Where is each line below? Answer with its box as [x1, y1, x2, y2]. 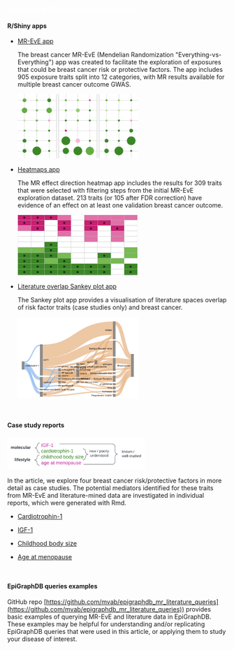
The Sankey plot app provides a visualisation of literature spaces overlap [17, 296, 227, 304]
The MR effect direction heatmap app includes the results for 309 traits [17, 179, 222, 187]
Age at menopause [17, 552, 73, 561]
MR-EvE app [17, 37, 54, 45]
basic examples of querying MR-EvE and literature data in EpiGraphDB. [7, 612, 212, 621]
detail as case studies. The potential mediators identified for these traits [7, 483, 214, 492]
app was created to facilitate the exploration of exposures [55, 58, 221, 66]
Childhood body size [17, 539, 78, 547]
